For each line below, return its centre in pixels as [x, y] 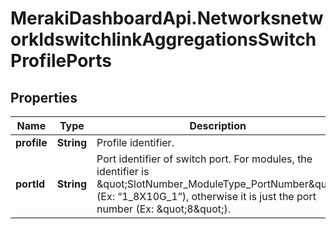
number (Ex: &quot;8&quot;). [163, 209]
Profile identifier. [135, 142]
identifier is [123, 171]
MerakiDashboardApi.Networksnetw [167, 18]
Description [218, 125]
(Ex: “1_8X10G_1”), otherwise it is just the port [206, 196]
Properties [44, 97]
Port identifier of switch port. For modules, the [204, 159]
